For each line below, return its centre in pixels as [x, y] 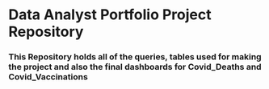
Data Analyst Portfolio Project [110, 15]
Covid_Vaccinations [48, 77]
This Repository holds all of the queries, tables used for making [135, 57]
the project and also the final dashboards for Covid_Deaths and [135, 67]
